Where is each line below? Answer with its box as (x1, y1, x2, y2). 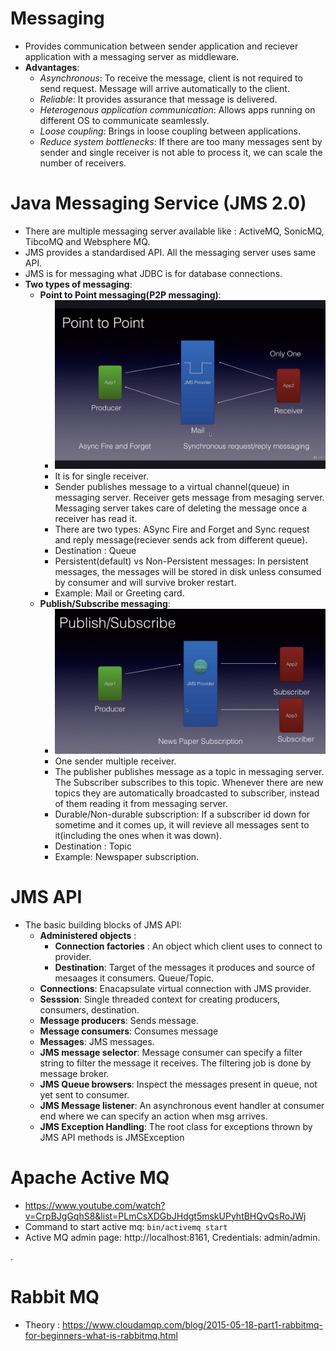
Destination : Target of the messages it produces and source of (54, 961, 316, 973)
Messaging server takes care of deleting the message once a (54, 502, 308, 514)
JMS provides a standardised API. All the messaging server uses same (24, 246, 317, 258)
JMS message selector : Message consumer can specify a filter (39, 1046, 303, 1058)
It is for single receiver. (54, 470, 150, 482)
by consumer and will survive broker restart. (54, 577, 237, 589)
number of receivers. (39, 157, 127, 169)
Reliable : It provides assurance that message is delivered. (39, 93, 278, 105)
